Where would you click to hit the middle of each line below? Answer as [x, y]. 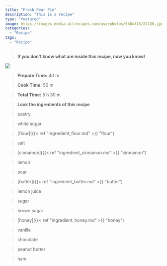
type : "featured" [23, 19]
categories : [17, 28]
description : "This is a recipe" [40, 14]
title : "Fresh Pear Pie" [31, 10]
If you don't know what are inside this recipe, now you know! [81, 56]
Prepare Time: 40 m [38, 75]
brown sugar [30, 210]
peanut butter [31, 249]
